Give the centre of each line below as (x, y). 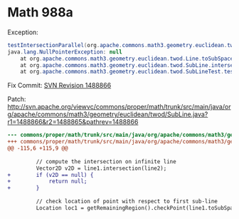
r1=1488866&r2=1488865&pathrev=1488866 (73, 122)
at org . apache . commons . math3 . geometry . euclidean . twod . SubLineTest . (122, 72)
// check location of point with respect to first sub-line (127, 202)
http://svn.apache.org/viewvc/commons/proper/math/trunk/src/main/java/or (119, 107)
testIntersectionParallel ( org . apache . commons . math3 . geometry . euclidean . (117, 45)
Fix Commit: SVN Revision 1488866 (59, 86)
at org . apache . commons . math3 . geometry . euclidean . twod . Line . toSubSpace (127, 58)
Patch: (17, 99)
